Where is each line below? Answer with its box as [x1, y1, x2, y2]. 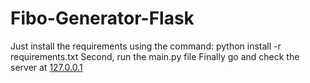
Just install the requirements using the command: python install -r [10, 40, 282, 52]
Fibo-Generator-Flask [10, 7, 195, 30]
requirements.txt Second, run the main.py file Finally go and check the [10, 50, 300, 62]
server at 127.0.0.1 [10, 61, 83, 73]
